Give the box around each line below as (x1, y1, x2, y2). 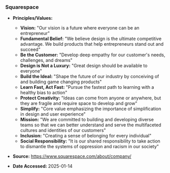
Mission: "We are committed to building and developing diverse (20, 117, 154, 123)
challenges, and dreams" (20, 57, 73, 63)
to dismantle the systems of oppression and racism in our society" (20, 144, 159, 150)
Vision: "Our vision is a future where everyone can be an (20, 25, 140, 31)
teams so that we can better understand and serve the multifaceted (20, 122, 161, 128)
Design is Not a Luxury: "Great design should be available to (20, 62, 148, 69)
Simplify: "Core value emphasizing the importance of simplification (20, 106, 161, 112)
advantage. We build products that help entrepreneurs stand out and (20, 41, 164, 47)
